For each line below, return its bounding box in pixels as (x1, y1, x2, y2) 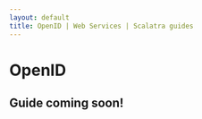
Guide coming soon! (9, 96, 124, 111)
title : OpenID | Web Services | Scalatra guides (9, 21, 194, 30)
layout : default (9, 13, 70, 22)
